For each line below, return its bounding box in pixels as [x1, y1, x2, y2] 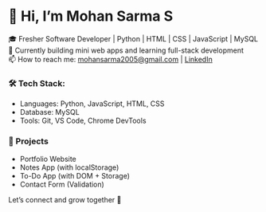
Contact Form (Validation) [19, 179, 105, 189]
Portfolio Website [19, 154, 77, 163]
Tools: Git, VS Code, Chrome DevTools [19, 116, 147, 126]
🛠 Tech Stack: [8, 77, 65, 88]
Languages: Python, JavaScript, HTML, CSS [19, 99, 165, 108]
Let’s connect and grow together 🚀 [8, 194, 122, 204]
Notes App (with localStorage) [19, 163, 119, 172]
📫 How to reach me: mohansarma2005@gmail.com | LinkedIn [8, 54, 213, 64]
